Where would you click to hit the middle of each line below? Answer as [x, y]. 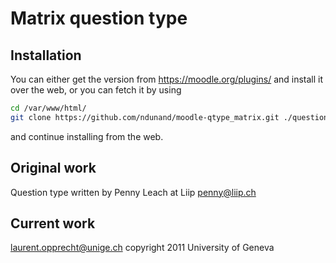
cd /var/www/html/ [48, 108]
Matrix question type [99, 18]
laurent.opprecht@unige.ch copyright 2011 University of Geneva [142, 248]
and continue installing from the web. [87, 136]
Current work [53, 223]
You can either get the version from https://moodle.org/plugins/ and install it [167, 79]
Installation [46, 55]
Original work [53, 168]
